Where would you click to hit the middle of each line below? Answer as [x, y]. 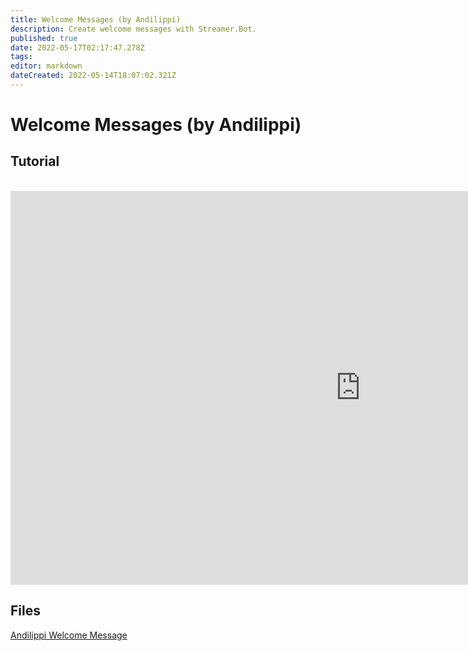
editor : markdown [46, 66]
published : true [44, 38]
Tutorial [35, 161]
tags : [21, 57]
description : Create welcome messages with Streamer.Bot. [133, 29]
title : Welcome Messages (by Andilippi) [96, 19]
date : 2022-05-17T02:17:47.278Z [77, 47]
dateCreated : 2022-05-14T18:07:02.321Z [93, 76]
